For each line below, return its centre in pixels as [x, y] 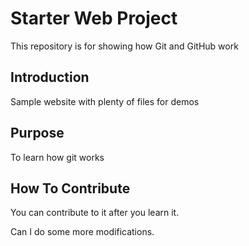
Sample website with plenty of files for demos [105, 101]
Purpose [37, 133]
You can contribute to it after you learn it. [95, 213]
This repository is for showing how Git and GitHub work [124, 46]
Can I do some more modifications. [82, 232]
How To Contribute [70, 188]
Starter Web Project [94, 18]
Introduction [50, 77]
